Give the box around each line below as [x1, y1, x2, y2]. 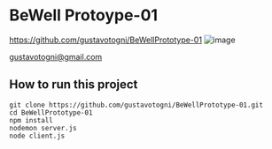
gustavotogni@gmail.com [9, 51, 103, 62]
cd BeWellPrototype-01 [9, 108, 93, 117]
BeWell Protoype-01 [9, 5, 158, 26]
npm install [9, 115, 53, 124]
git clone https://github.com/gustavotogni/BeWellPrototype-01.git [9, 101, 264, 109]
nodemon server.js [9, 123, 77, 132]
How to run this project [9, 77, 138, 93]
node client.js [9, 131, 66, 140]
